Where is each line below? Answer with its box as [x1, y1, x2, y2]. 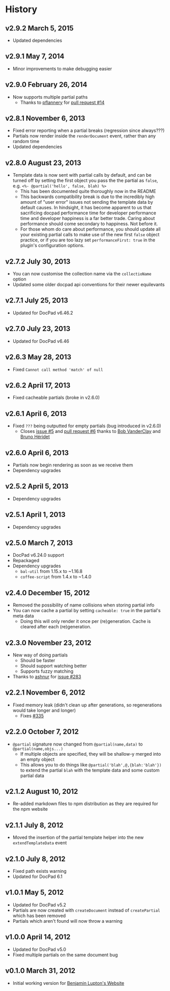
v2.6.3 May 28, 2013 [5, 353, 72, 362]
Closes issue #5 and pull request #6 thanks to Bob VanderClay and [20, 428, 161, 434]
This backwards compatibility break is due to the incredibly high [20, 194, 155, 200]
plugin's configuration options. [20, 242, 85, 249]
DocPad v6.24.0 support [12, 552, 65, 558]
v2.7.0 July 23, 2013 [5, 324, 70, 333]
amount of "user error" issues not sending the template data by [20, 199, 154, 205]
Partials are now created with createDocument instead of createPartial [12, 907, 160, 913]
